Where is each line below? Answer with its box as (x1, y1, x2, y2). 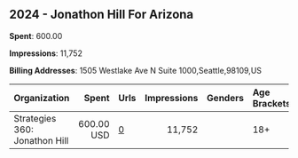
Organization (13, 91, 70, 104)
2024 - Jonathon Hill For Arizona (9, 7, 194, 22)
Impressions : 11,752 (9, 48, 82, 59)
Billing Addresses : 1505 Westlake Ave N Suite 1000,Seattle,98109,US (9, 65, 263, 75)
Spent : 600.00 (9, 30, 63, 41)
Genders (207, 91, 244, 104)
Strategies (13, 112, 57, 124)
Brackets (252, 97, 291, 109)
